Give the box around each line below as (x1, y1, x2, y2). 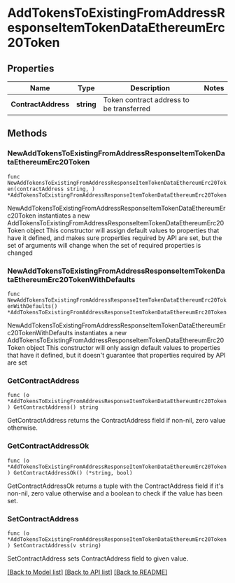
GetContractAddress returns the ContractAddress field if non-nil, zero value (7, 416, 226, 425)
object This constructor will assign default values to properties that (27, 226, 220, 234)
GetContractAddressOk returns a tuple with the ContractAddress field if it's (7, 482, 224, 490)
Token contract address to (103, 95, 190, 104)
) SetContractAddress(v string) (7, 542, 101, 549)
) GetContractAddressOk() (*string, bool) (7, 469, 133, 477)
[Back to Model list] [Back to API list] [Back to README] (7, 568, 168, 576)
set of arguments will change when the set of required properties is (7, 241, 201, 249)
